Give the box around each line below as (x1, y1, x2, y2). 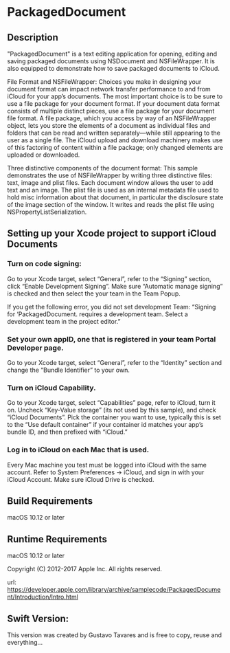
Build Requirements (7, 495, 93, 507)
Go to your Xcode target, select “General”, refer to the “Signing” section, (7, 274, 211, 283)
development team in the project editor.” (7, 317, 121, 325)
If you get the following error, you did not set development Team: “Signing (7, 302, 216, 311)
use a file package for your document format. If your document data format (7, 100, 220, 107)
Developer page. (7, 343, 64, 353)
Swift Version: (7, 612, 69, 624)
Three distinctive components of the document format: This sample (7, 164, 198, 172)
